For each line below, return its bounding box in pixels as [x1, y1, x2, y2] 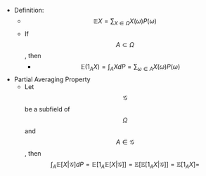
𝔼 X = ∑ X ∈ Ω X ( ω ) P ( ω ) [93, 17, 157, 27]
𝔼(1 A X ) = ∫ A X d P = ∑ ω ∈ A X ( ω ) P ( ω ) [80, 62, 181, 72]
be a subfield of [24, 104, 70, 113]
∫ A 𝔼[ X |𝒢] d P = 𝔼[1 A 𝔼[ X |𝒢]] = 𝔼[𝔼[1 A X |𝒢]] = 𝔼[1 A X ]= [50, 160, 200, 170]
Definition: [13, 6, 44, 14]
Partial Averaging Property [13, 75, 91, 83]
